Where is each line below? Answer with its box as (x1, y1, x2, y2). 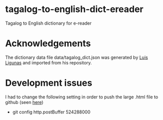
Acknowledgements (5, 38, 91, 49)
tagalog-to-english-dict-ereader (5, 4, 144, 15)
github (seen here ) (5, 99, 44, 105)
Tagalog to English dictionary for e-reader (5, 20, 92, 26)
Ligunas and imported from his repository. (5, 59, 92, 66)
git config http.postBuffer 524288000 (12, 109, 91, 115)
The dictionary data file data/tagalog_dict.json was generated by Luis (5, 54, 148, 60)
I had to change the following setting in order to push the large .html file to (5, 94, 158, 100)
